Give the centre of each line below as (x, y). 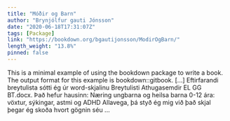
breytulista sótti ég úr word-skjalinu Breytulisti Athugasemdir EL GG (104, 87)
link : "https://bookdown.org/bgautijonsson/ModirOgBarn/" (94, 40)
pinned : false (28, 53)
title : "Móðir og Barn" (42, 14)
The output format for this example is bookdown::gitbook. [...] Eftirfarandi (113, 80)
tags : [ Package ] (31, 33)
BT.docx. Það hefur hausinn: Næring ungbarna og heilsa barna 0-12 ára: (111, 94)
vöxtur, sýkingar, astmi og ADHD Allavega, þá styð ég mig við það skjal (109, 102)
